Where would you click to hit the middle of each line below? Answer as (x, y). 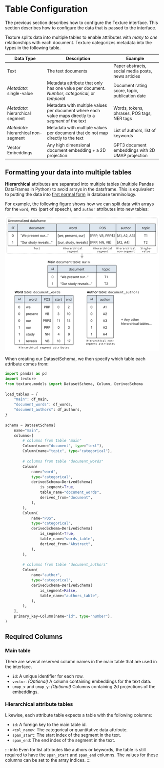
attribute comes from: (27, 364)
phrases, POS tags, (133, 113)
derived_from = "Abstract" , (66, 544)
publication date (130, 96)
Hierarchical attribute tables (39, 704)
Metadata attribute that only (75, 83)
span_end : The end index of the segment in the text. (64, 740)
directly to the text (65, 138)
